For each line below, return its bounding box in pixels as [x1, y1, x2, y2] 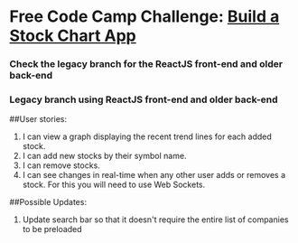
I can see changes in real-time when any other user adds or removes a [22, 170, 286, 181]
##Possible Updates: [9, 197, 88, 208]
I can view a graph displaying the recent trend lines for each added [22, 131, 273, 142]
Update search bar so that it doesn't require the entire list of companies [22, 214, 289, 225]
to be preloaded [22, 224, 83, 235]
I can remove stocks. [22, 160, 101, 171]
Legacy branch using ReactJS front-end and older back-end [9, 93, 278, 106]
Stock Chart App [9, 25, 137, 46]
